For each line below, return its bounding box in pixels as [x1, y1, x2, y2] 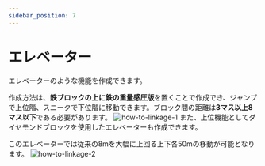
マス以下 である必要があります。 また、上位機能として [8, 112, 250, 122]
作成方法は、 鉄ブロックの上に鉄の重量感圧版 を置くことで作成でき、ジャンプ [8, 92, 258, 102]
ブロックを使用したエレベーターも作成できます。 [42, 122, 202, 131]
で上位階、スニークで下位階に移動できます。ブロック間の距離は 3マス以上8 [8, 102, 253, 111]
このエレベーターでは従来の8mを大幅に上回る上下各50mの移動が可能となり [8, 139, 255, 149]
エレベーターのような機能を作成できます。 [8, 76, 147, 85]
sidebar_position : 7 [8, 11, 77, 20]
